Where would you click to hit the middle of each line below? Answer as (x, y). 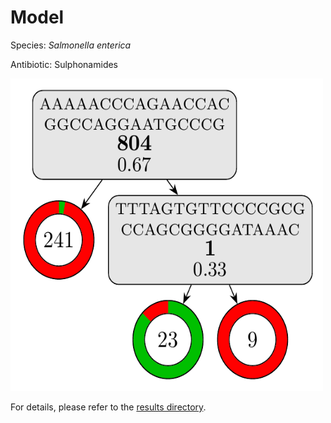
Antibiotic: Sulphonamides (64, 64)
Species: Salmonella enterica (71, 45)
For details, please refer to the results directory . (108, 407)
